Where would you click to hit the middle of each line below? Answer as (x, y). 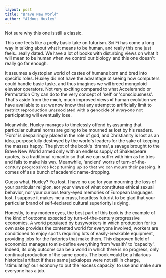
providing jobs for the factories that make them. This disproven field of (77, 239)
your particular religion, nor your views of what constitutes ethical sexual (79, 187)
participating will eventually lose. (38, 115)
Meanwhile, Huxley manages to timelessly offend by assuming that (73, 125)
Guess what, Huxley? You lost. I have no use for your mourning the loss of (81, 182)
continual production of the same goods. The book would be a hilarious (78, 255)
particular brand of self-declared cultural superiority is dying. (68, 203)
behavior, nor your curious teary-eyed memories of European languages (79, 193)
